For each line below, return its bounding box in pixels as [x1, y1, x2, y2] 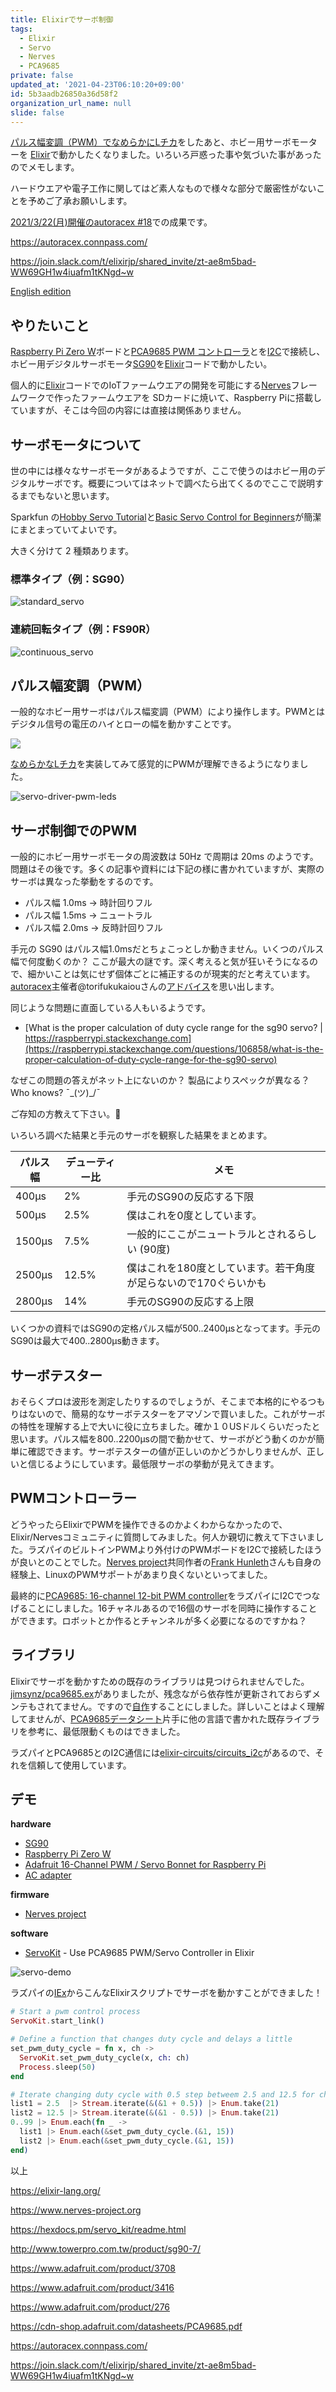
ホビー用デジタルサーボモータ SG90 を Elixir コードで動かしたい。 [10, 358, 273, 370]
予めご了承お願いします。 [27, 195, 133, 207]
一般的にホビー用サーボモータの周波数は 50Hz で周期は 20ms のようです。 [10, 851, 319, 863]
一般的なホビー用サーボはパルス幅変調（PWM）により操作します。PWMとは [10, 706, 326, 718]
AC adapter [24, 1869, 72, 1881]
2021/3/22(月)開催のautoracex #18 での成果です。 [10, 216, 213, 228]
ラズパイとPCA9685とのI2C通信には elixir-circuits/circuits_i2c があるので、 [10, 1746, 316, 1758]
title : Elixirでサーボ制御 [10, 14, 114, 25]
